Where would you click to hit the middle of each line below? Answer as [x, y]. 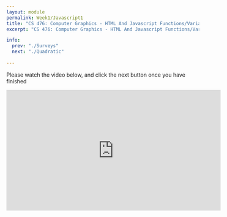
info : [13, 40]
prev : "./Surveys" [35, 46]
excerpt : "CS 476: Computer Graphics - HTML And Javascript [85, 29]
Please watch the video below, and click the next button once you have [96, 75]
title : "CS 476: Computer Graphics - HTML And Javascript [82, 23]
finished [17, 81]
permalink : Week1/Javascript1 [45, 18]
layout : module [26, 12]
